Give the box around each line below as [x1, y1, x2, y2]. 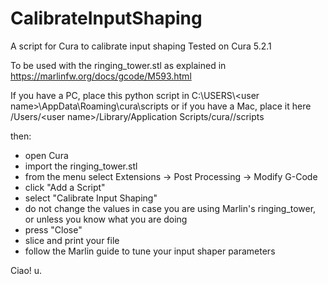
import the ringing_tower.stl [24, 160, 138, 172]
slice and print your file [24, 234, 120, 246]
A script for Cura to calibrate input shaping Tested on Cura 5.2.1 [10, 40, 272, 52]
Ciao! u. [10, 264, 43, 276]
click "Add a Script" [24, 181, 106, 193]
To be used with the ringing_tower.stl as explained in [10, 59, 227, 71]
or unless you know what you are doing [24, 213, 188, 225]
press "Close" [24, 223, 83, 236]
